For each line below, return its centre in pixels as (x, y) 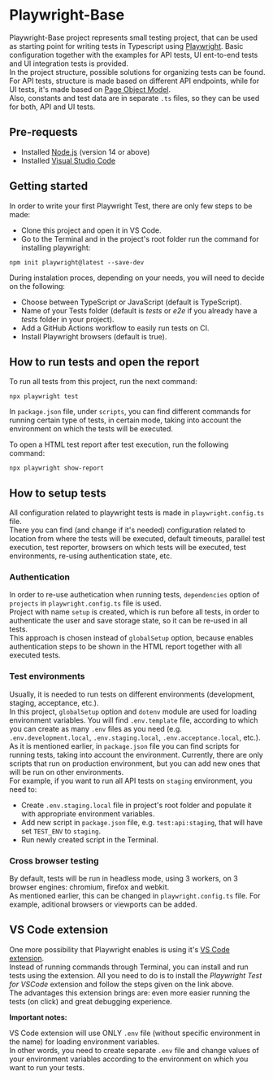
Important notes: (38, 1017)
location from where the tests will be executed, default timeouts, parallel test (137, 539)
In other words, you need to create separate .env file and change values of (134, 1050)
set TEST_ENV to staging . (61, 831)
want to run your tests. (47, 1067)
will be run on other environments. (67, 772)
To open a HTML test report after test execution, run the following (119, 444)
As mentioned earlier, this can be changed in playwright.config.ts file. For (135, 896)
